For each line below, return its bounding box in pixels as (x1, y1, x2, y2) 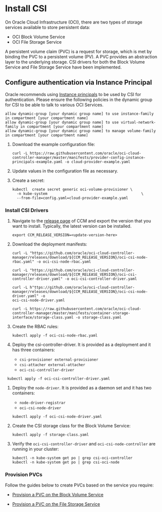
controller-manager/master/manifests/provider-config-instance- (12, 155, 146, 160)
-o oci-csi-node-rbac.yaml (36, 259, 91, 265)
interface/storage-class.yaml (12, 315, 74, 320)
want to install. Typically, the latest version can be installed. (12, 223, 132, 229)
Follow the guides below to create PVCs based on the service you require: (5, 482, 154, 488)
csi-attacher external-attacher (19, 363, 85, 367)
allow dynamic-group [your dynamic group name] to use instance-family (5, 111, 154, 116)
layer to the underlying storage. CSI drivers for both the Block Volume (5, 59, 145, 65)
